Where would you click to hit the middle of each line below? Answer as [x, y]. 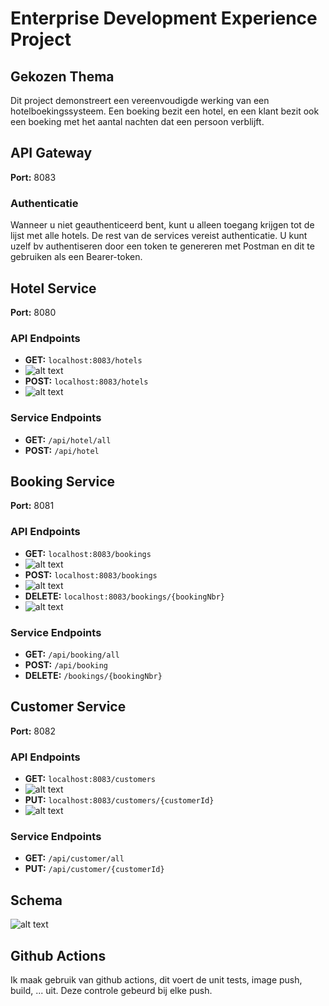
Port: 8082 [33, 731]
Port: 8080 [33, 312]
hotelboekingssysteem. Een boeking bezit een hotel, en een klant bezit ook [165, 111]
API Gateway [51, 153]
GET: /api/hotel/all [68, 439]
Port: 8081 [32, 506]
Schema [36, 900]
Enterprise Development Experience [164, 18]
